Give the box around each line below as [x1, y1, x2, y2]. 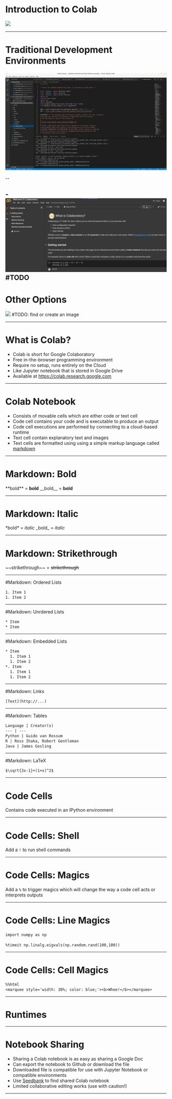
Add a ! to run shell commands [5, 847, 71, 853]
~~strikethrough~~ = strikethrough [5, 564, 79, 571]
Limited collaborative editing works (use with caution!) [12, 1083, 127, 1089]
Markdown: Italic [5, 508, 79, 519]
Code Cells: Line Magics [5, 915, 111, 927]
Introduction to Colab [5, 4, 98, 15]
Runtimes [5, 1009, 47, 1020]
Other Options [5, 293, 67, 305]
